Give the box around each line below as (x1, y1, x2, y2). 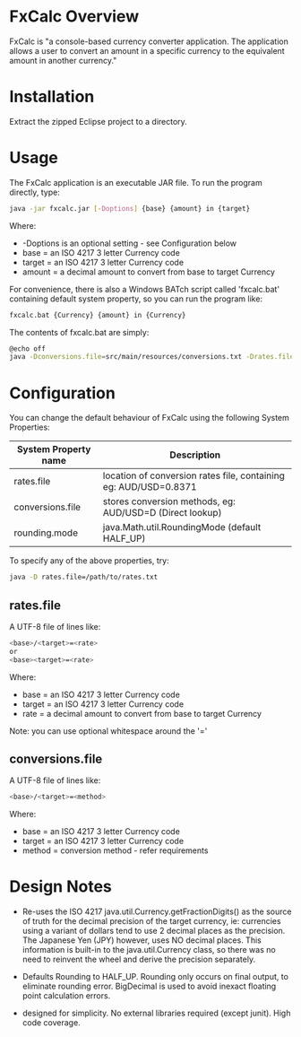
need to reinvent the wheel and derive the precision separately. (21, 954, 256, 965)
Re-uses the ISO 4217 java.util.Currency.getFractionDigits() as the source (21, 906, 292, 917)
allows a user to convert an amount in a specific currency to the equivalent (9, 45, 285, 56)
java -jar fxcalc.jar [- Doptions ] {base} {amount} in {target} (9, 204, 251, 213)
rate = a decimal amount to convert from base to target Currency (21, 708, 262, 719)
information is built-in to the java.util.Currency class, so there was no (21, 945, 276, 955)
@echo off (9, 344, 47, 353)
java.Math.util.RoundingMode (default (102, 521, 262, 534)
